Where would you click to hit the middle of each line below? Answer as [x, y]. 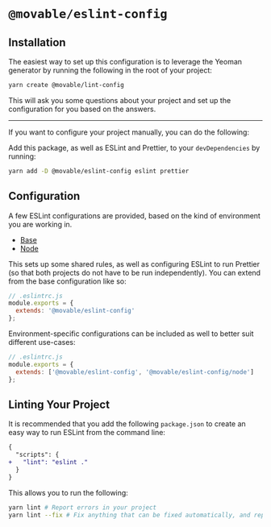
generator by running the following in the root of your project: [110, 70]
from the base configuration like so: [67, 281]
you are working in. [40, 224]
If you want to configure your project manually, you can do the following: [129, 132]
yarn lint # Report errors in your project [83, 507]
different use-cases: [42, 342]
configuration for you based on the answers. [82, 109]
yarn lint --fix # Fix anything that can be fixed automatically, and [129, 515]
